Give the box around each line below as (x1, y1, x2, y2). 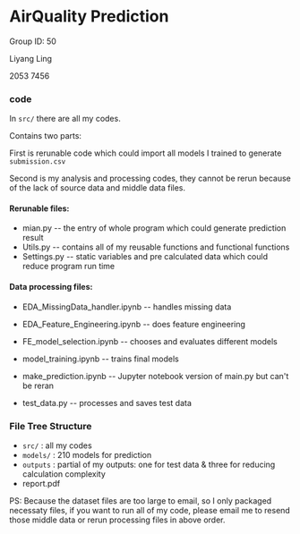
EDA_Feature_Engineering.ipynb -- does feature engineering (21, 318, 246, 329)
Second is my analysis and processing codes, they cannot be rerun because (9, 173, 291, 184)
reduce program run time (21, 261, 116, 272)
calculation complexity (21, 468, 106, 479)
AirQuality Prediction (9, 6, 169, 27)
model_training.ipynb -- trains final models (21, 353, 179, 364)
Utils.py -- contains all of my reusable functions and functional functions (21, 242, 290, 252)
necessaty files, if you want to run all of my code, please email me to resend (9, 504, 291, 515)
